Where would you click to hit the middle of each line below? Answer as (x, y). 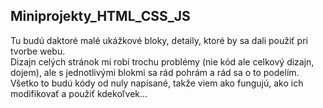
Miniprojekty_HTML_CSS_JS (100, 16)
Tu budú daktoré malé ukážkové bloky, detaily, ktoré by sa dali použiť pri (159, 40)
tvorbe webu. (38, 51)
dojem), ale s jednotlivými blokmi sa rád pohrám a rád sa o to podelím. (155, 72)
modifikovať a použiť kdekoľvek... (79, 93)
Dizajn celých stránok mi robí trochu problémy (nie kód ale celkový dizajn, (162, 61)
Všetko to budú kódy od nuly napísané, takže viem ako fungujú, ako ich (157, 83)
